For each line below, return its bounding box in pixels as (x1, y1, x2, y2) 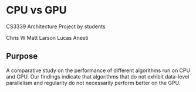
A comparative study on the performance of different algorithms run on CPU (6, 67, 191, 74)
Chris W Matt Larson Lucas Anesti (6, 34, 89, 41)
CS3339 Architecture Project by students (6, 23, 106, 30)
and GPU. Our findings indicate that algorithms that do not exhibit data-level (6, 73, 190, 80)
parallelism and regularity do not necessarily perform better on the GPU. (6, 79, 181, 86)
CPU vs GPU (6, 4, 67, 17)
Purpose (6, 51, 38, 62)
